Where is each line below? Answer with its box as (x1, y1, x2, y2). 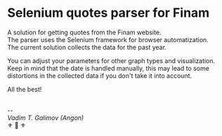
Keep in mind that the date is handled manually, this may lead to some (7, 64, 209, 72)
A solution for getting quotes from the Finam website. (7, 28, 162, 36)
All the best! (7, 85, 42, 93)
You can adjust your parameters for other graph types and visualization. (7, 56, 216, 64)
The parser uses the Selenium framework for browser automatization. (7, 35, 209, 43)
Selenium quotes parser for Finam (7, 5, 210, 21)
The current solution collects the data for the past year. (7, 43, 167, 51)
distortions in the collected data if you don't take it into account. (7, 72, 192, 80)
